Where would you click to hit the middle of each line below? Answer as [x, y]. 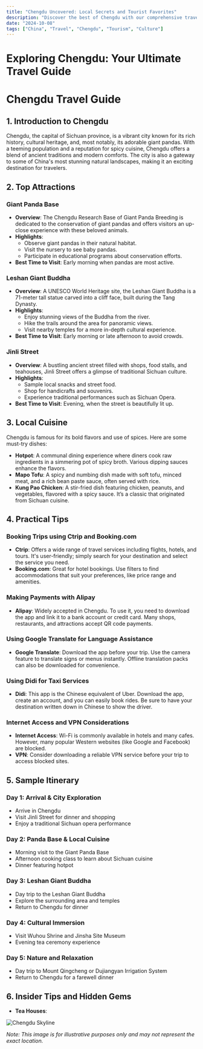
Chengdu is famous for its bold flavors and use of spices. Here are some [97, 437]
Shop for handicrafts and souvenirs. [69, 391]
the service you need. [42, 562]
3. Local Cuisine [37, 423]
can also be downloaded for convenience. [67, 665]
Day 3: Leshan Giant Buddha [49, 881]
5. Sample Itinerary [43, 780]
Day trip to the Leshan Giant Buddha [60, 894]
